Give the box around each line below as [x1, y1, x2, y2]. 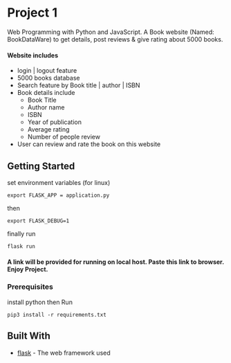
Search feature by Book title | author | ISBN [17, 81, 140, 89]
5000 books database [17, 74, 80, 82]
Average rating [27, 125, 70, 134]
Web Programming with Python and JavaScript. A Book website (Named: [7, 28, 214, 36]
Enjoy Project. [7, 265, 48, 273]
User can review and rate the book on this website [17, 140, 161, 148]
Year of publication [27, 118, 82, 126]
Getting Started [7, 160, 75, 172]
